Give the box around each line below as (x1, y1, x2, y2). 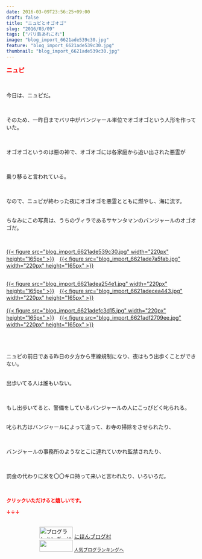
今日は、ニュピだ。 (6, 91, 54, 99)
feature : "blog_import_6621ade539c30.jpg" (6, 43, 115, 49)
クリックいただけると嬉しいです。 (6, 497, 84, 503)
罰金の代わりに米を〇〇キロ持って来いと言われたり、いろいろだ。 (6, 472, 169, 479)
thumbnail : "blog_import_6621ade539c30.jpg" (6, 48, 120, 54)
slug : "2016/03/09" (6, 25, 55, 32)
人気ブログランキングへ (74, 546, 124, 553)
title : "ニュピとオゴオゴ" (6, 20, 67, 26)
